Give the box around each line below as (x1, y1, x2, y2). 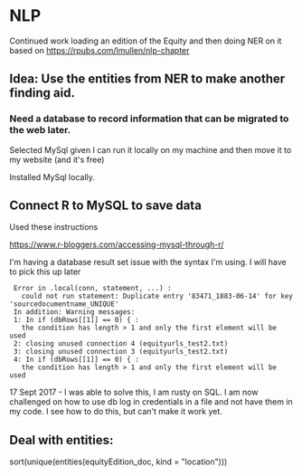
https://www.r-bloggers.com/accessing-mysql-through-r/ (9, 239, 224, 250)
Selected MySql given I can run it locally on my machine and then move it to (9, 144, 292, 155)
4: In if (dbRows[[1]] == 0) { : (13, 355, 140, 365)
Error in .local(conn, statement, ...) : (13, 284, 172, 293)
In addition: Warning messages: (13, 308, 136, 317)
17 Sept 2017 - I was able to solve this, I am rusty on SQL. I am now (9, 386, 259, 398)
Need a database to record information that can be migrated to (9, 112, 289, 125)
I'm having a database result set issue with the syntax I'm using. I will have (9, 257, 287, 268)
